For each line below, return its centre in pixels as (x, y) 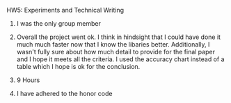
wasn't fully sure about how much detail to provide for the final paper (115, 52)
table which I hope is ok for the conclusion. (78, 66)
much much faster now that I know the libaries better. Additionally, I (113, 44)
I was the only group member (59, 23)
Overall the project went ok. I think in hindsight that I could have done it (118, 37)
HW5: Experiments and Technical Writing (65, 10)
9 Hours (28, 80)
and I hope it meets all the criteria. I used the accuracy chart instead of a (120, 59)
